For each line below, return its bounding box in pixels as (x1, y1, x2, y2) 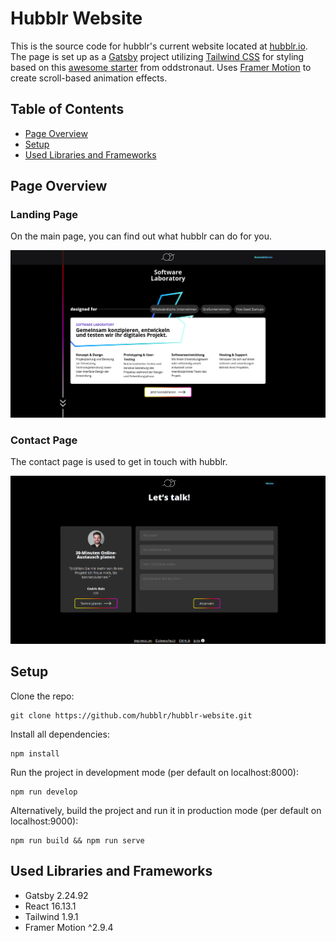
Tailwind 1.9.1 (24, 910, 79, 922)
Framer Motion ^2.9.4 (24, 921, 114, 933)
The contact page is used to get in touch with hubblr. (10, 455, 228, 467)
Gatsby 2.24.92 (24, 889, 89, 901)
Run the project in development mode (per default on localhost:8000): (10, 766, 299, 778)
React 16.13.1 (24, 900, 77, 912)
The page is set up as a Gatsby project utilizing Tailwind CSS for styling (10, 50, 305, 62)
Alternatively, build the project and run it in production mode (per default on (10, 804, 322, 816)
